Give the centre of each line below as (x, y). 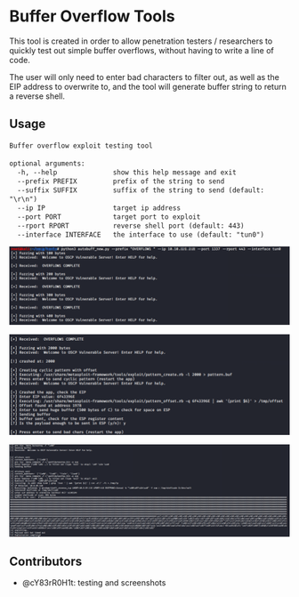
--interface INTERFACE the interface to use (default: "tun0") (141, 234)
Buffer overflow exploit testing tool (81, 145)
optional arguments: (48, 163)
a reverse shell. (37, 96)
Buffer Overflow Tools (92, 16)
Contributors (46, 562)
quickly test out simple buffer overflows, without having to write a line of (141, 50)
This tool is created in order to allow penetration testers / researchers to (141, 41)
